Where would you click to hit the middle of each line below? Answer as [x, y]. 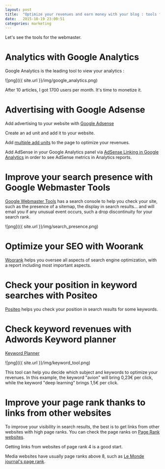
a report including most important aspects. [48, 265]
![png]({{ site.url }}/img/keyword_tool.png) [48, 363]
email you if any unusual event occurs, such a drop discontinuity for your [79, 212]
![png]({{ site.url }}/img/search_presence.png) [52, 226]
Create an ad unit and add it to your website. [50, 133]
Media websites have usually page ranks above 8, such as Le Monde [75, 456]
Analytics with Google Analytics [72, 57]
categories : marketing [28, 23]
